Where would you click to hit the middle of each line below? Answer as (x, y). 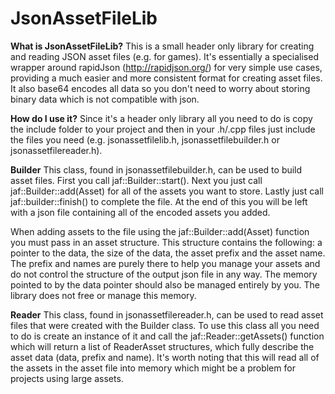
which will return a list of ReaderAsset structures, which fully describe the (162, 346)
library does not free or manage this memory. (103, 295)
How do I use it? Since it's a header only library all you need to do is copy (161, 118)
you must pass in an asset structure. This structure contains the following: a (166, 242)
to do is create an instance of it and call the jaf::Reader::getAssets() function (167, 336)
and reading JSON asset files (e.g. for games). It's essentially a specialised (164, 56)
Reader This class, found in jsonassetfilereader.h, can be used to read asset (167, 314)
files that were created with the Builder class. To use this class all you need (165, 325)
